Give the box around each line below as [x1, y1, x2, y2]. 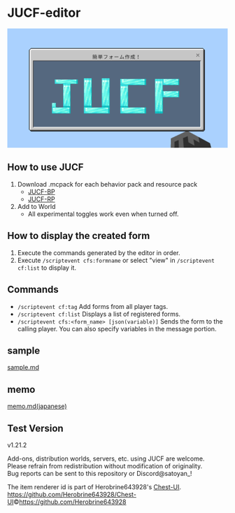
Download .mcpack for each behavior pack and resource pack [17, 180, 198, 188]
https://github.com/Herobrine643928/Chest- [7, 490, 136, 498]
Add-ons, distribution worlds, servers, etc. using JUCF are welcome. [7, 454, 205, 463]
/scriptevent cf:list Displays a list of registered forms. [17, 310, 180, 318]
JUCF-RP [27, 194, 55, 203]
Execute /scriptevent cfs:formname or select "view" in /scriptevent [17, 256, 215, 264]
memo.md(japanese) [7, 402, 68, 410]
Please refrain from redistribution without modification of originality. [7, 461, 203, 470]
